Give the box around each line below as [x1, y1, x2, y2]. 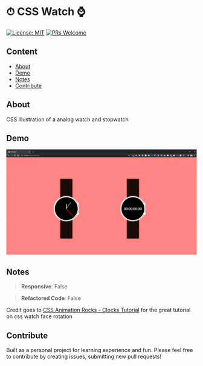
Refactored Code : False [21, 294, 82, 302]
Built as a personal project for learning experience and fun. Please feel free [6, 347, 193, 354]
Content [6, 47, 38, 57]
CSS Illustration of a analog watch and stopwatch [6, 116, 129, 123]
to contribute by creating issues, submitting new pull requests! [6, 353, 162, 361]
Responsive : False [21, 283, 68, 290]
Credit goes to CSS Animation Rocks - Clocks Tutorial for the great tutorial [6, 307, 191, 314]
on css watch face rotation [6, 313, 72, 320]
